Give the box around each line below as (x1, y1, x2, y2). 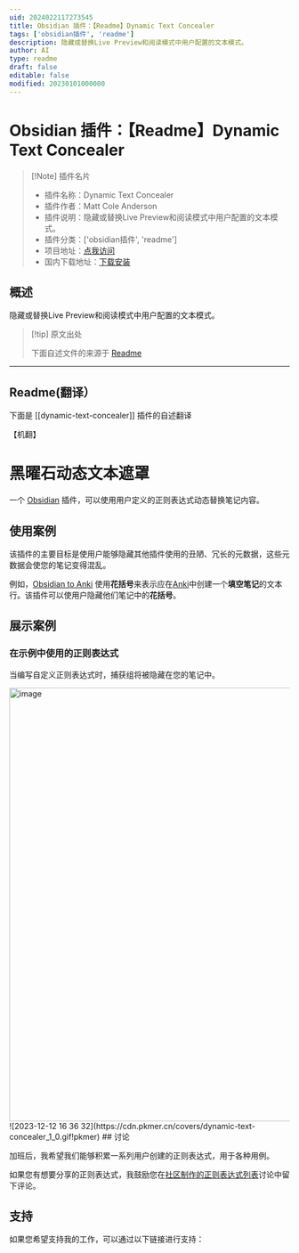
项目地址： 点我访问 (44, 245, 116, 256)
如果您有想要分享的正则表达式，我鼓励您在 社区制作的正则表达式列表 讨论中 (9, 1168, 282, 1180)
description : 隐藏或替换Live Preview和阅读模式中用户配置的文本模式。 (9, 37, 248, 47)
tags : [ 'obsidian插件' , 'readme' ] (9, 29, 135, 38)
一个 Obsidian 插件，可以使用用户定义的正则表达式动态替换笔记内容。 (9, 495, 265, 506)
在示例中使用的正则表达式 (9, 647, 119, 660)
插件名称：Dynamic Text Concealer (44, 189, 174, 200)
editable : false (9, 71, 69, 80)
